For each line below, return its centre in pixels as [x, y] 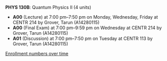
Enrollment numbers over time [37, 53]
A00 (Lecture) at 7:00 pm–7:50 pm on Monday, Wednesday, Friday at [85, 17]
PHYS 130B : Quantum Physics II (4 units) [48, 7]
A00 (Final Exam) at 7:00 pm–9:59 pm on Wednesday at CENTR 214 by [87, 28]
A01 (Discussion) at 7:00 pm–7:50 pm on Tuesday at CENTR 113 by [82, 38]
